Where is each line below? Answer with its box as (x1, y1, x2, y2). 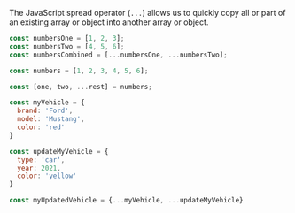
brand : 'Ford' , (17, 106, 74, 116)
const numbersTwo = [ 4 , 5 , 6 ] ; (9, 42, 125, 51)
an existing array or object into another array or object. (9, 17, 209, 27)
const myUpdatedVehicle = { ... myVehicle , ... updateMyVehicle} (9, 196, 244, 205)
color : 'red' (17, 123, 66, 132)
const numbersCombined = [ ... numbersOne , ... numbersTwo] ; (9, 50, 228, 59)
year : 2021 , (17, 164, 62, 172)
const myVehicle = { (9, 98, 86, 107)
